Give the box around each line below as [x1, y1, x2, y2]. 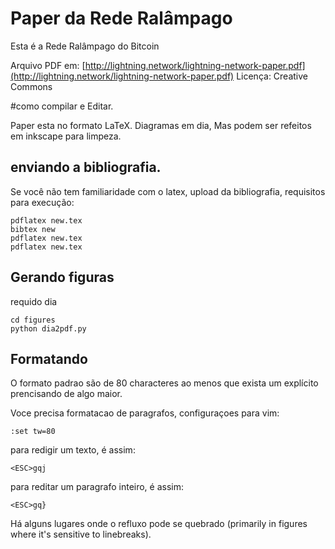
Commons [10, 80, 53, 92]
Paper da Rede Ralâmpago [10, 7, 233, 30]
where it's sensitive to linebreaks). [10, 528, 152, 541]
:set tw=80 [10, 427, 56, 437]
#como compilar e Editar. [10, 100, 114, 112]
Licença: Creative [236, 70, 308, 82]
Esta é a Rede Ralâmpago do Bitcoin [10, 40, 160, 52]
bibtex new [10, 224, 56, 234]
